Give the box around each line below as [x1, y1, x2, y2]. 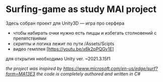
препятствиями [13, 35, 47, 41]
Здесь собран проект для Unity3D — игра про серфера [6, 20, 125, 26]
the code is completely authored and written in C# [36, 70, 140, 76]
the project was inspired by [6, 65, 62, 71]
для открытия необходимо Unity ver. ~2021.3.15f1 [6, 55, 111, 61]
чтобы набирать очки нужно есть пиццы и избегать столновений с [13, 30, 157, 36]
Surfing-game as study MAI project [6, 4, 157, 15]
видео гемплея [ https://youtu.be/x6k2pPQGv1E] [13, 46, 114, 52]
